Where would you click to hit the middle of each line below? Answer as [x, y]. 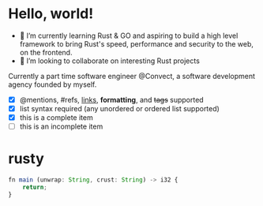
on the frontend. [46, 52]
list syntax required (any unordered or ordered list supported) [119, 109]
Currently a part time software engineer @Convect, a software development [131, 76]
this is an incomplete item [61, 126]
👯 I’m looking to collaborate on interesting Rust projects [109, 61]
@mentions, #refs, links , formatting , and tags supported [111, 99]
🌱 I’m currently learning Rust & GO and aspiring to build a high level [129, 36]
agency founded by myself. [53, 84]
